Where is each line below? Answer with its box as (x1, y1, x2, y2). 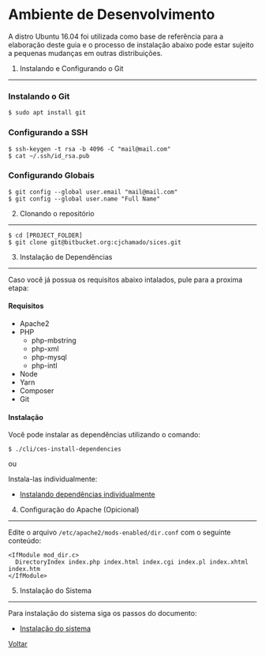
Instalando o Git (8, 91, 70, 102)
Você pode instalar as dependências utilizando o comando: (8, 430, 201, 440)
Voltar (8, 639, 28, 649)
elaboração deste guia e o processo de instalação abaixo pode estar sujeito (8, 39, 254, 49)
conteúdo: (8, 536, 42, 545)
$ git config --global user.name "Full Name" (8, 195, 160, 203)
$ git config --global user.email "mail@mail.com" (8, 188, 178, 196)
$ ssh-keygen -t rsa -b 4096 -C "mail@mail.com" (8, 144, 171, 153)
